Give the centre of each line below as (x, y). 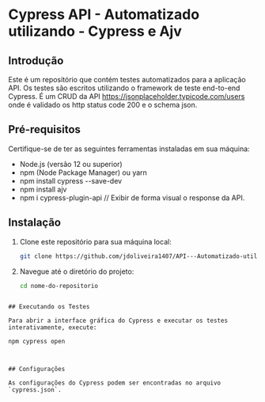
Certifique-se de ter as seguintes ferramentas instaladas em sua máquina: (129, 149)
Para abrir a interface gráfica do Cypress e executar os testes (118, 321)
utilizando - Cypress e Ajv (95, 31)
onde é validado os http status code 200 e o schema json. (103, 105)
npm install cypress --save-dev (71, 180)
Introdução (36, 61)
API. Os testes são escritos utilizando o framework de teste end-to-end (124, 88)
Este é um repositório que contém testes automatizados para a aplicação (127, 80)
